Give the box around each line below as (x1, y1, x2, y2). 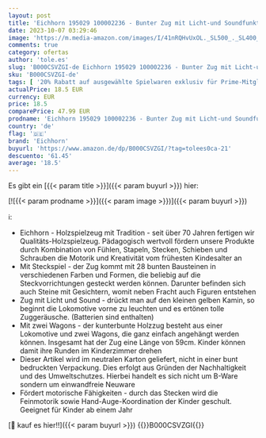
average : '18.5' (8, 159, 62, 167)
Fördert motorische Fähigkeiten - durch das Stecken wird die (19, 388, 218, 398)
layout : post (8, 11, 51, 20)
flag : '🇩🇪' (8, 129, 47, 137)
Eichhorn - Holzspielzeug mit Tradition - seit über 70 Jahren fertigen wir (19, 228, 255, 238)
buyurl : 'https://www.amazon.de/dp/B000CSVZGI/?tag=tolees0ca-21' (8, 144, 232, 152)
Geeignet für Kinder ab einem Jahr (19, 405, 133, 415)
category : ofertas (8, 48, 69, 56)
